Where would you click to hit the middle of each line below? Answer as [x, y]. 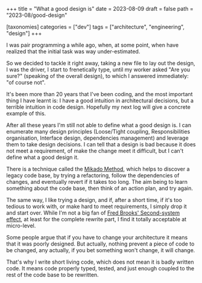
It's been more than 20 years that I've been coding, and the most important [99, 94]
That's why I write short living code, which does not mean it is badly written [100, 262]
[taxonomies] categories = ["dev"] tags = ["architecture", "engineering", [96, 27]
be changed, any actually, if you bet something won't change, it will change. [101, 250]
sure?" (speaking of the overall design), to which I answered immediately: [97, 76]
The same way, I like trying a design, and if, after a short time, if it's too [94, 200]
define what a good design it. [43, 157]
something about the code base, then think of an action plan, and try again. [99, 188]
